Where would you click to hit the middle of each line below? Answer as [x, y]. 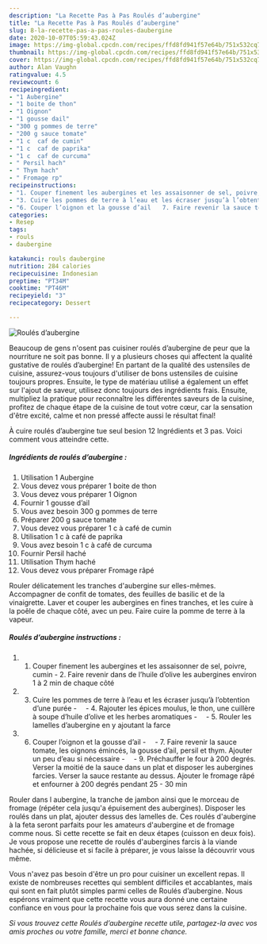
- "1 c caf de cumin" [46, 141]
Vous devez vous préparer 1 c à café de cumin [96, 528]
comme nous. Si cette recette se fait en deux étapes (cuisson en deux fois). [132, 833]
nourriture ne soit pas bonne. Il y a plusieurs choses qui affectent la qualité [131, 356]
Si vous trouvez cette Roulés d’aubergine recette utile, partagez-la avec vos [133, 923]
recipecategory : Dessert [50, 303]
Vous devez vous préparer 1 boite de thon [88, 486]
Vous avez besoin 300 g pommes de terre [89, 511]
